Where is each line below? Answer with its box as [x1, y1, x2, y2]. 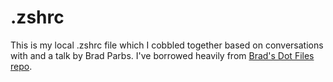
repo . [10, 60, 33, 72]
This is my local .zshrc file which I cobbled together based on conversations [10, 39, 324, 51]
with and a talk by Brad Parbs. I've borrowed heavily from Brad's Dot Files [10, 49, 315, 61]
